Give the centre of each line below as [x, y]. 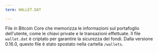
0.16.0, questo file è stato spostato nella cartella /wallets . [64, 44]
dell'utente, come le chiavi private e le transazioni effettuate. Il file [73, 33]
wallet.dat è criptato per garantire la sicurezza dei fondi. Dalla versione [79, 39]
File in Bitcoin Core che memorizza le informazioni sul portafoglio [72, 28]
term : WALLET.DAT [23, 10]
